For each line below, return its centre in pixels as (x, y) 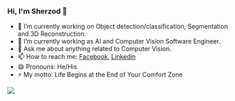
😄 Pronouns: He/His (47, 67)
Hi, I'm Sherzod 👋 (37, 11)
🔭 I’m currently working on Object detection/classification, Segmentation (123, 27)
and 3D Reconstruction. (52, 34)
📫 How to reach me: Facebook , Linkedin (76, 57)
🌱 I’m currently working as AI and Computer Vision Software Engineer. (119, 41)
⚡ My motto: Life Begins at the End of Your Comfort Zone (100, 75)
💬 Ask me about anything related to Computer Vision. (95, 49)
